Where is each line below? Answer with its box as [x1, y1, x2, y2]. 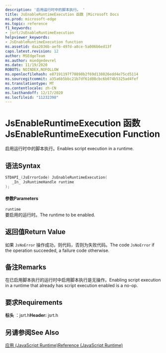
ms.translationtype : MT [5, 81, 55, 86]
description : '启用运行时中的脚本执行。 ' [5, 7, 85, 12]
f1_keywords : [5, 26, 32, 31]
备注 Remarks [5, 263, 47, 272]
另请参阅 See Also [5, 328, 59, 337]
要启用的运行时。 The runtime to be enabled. [5, 212, 96, 218]
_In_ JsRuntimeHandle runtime [11, 179, 74, 184]
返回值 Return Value [5, 228, 66, 236]
